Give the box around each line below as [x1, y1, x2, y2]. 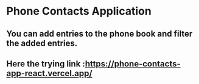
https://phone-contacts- [85, 58, 181, 69]
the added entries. [6, 38, 78, 48]
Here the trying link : [6, 58, 85, 69]
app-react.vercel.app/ [6, 68, 93, 79]
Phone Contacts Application [6, 4, 152, 18]
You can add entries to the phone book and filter [6, 29, 193, 39]
